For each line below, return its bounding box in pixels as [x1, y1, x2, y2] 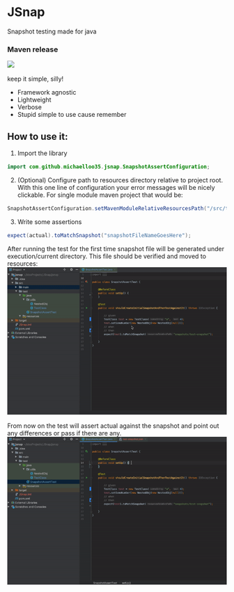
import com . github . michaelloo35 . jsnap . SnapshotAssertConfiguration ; [7, 163, 210, 170]
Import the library [17, 149, 68, 157]
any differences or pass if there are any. [7, 429, 122, 438]
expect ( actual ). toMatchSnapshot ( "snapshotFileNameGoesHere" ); [7, 232, 192, 239]
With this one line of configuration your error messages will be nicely [17, 183, 215, 191]
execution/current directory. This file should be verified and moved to [7, 252, 207, 260]
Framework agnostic [17, 88, 77, 97]
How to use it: [7, 130, 68, 143]
